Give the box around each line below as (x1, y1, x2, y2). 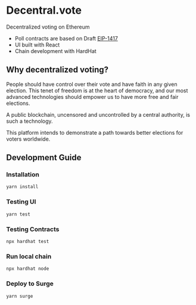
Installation (6, 170, 40, 179)
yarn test (6, 211, 31, 217)
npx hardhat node (6, 266, 49, 272)
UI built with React (14, 41, 60, 48)
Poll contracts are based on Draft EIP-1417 (14, 35, 118, 42)
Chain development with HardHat (14, 47, 97, 54)
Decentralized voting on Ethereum (6, 23, 90, 30)
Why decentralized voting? (6, 65, 109, 75)
